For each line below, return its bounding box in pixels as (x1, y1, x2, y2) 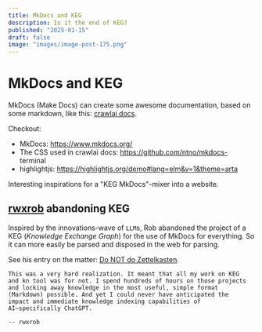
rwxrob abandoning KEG (8, 202, 131, 216)
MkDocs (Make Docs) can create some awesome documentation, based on (8, 100, 251, 110)
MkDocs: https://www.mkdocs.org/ (19, 139, 133, 149)
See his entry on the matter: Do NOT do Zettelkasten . (8, 254, 180, 264)
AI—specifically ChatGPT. (8, 304, 92, 312)
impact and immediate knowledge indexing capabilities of (8, 297, 201, 305)
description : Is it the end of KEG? (8, 19, 127, 27)
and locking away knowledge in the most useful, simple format (8, 283, 219, 291)
